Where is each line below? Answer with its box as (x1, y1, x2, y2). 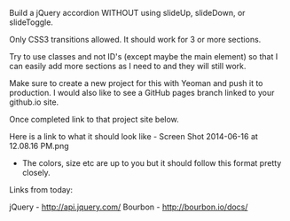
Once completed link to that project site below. (9, 114, 179, 124)
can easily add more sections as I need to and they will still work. (9, 61, 247, 71)
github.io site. (9, 97, 59, 107)
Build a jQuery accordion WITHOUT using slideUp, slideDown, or (9, 8, 246, 18)
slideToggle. (9, 17, 53, 28)
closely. (21, 168, 51, 178)
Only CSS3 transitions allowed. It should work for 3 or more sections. (9, 35, 262, 44)
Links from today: (9, 185, 74, 194)
